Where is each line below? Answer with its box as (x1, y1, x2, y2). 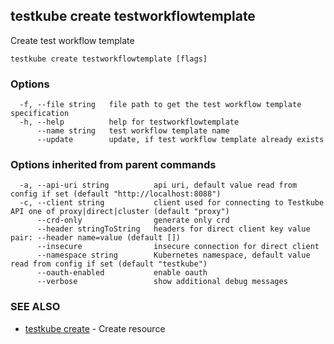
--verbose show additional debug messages (36, 277, 288, 287)
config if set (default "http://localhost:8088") (10, 189, 222, 199)
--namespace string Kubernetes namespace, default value (36, 250, 311, 261)
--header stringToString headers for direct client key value (36, 224, 311, 234)
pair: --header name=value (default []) (10, 233, 182, 243)
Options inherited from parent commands (10, 158, 217, 172)
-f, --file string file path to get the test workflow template (19, 100, 302, 110)
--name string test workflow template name (36, 126, 230, 136)
